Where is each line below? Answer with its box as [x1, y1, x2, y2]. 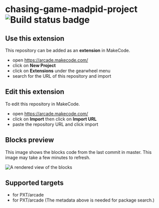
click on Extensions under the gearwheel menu [12, 68, 111, 74]
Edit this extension [5, 88, 64, 96]
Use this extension [5, 34, 64, 43]
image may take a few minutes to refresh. [5, 154, 90, 160]
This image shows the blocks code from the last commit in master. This [5, 149, 152, 155]
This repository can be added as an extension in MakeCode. [5, 48, 130, 53]
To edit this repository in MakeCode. [5, 101, 80, 107]
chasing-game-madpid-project [5, 4, 137, 15]
